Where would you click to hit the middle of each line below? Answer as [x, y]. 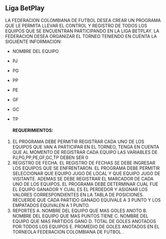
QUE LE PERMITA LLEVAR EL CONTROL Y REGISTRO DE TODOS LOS [76, 25]
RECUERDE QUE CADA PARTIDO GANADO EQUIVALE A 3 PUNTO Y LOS [86, 200]
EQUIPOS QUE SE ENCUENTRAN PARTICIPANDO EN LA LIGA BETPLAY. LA [82, 31]
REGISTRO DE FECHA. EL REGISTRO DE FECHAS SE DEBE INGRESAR [84, 163]
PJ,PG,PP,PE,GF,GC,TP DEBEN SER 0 [50, 157]
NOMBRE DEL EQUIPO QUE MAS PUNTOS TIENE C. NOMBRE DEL [80, 216]
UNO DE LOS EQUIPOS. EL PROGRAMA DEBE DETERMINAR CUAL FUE [85, 184]
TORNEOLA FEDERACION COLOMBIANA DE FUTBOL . [68, 232]
